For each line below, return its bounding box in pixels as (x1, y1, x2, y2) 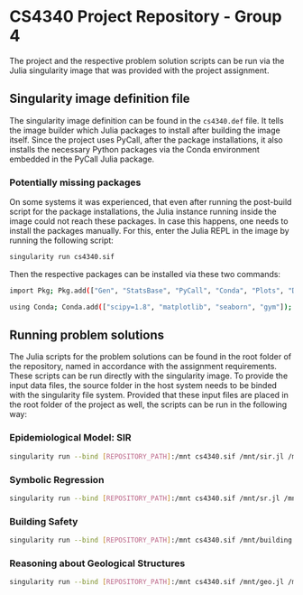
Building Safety (9, 515, 78, 527)
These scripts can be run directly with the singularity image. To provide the (9, 370, 289, 381)
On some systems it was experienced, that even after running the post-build (9, 197, 292, 208)
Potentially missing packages (9, 176, 142, 189)
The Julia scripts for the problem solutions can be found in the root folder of (9, 351, 291, 362)
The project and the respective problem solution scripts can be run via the (9, 55, 285, 66)
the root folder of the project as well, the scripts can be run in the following (9, 399, 288, 410)
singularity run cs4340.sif (9, 253, 115, 262)
